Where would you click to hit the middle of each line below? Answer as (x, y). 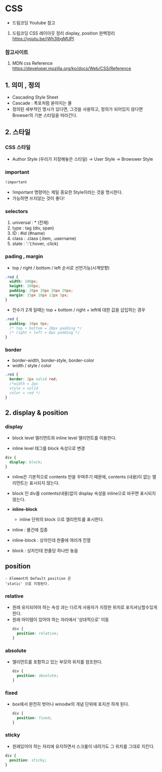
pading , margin (24, 256)
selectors (17, 211)
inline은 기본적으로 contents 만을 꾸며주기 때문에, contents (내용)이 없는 (81, 476)
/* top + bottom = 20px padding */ (46, 328)
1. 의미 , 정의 (23, 85)
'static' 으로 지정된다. (27, 584)
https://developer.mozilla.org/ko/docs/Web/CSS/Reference (71, 69)
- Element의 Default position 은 (38, 578)
